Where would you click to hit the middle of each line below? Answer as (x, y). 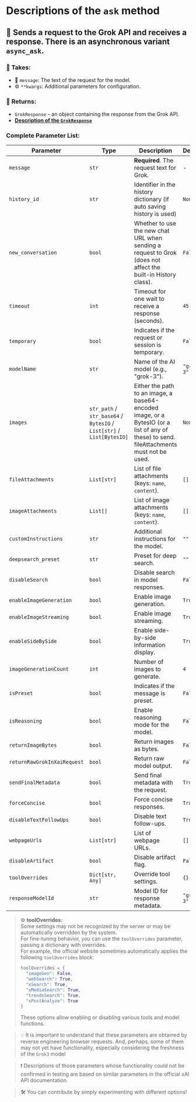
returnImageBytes (33, 745)
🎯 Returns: (21, 101)
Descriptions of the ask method (83, 11)
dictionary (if (151, 199)
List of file (148, 468)
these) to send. (155, 437)
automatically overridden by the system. (69, 933)
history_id (24, 199)
